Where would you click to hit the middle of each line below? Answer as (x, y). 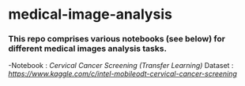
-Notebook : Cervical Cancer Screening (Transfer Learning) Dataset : (121, 66)
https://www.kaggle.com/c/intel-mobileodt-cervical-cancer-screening (122, 74)
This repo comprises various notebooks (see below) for (117, 39)
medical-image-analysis (90, 14)
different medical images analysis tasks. (88, 48)
